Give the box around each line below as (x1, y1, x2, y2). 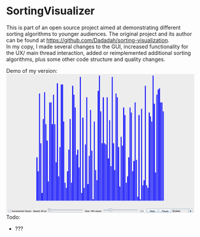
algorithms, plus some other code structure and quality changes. (6, 56, 165, 63)
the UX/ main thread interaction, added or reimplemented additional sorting (6, 49, 191, 56)
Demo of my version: (6, 67, 58, 74)
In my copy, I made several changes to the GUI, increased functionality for (6, 43, 189, 50)
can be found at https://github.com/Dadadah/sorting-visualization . (6, 36, 170, 44)
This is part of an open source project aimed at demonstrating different (6, 24, 181, 31)
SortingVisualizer (6, 4, 96, 18)
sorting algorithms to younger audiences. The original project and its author (6, 30, 192, 37)
